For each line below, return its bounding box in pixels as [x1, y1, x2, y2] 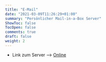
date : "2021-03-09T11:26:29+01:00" [5, 12, 78, 16]
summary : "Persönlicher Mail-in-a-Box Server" [5, 16, 102, 21]
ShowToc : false [5, 20, 36, 26]
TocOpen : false [5, 25, 36, 30]
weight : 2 [5, 39, 25, 44]
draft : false [5, 34, 32, 39]
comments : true [5, 30, 36, 34]
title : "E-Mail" [5, 7, 38, 12]
